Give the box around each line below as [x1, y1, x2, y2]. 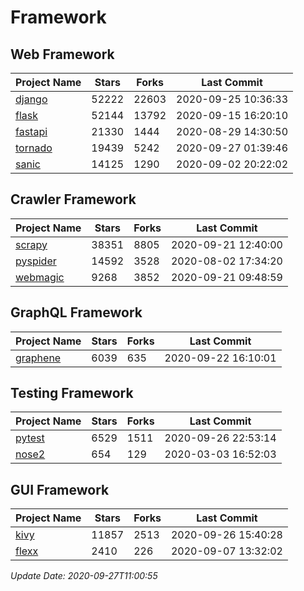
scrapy [15, 237, 48, 251]
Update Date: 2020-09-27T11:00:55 [10, 570, 158, 582]
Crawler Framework [10, 191, 137, 208]
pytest [15, 431, 45, 445]
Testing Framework [10, 385, 134, 402]
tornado [15, 141, 53, 155]
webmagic [15, 270, 65, 284]
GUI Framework [10, 481, 110, 498]
